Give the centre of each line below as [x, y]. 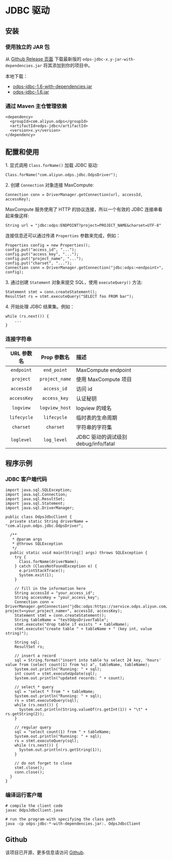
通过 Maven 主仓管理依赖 [36, 106]
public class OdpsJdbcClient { [39, 517]
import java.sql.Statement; [35, 503]
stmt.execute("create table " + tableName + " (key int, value [83, 629]
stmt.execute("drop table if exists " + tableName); [72, 624]
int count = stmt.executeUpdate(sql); [56, 674]
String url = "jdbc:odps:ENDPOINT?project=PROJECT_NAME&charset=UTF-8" [83, 225]
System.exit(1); [36, 575]
